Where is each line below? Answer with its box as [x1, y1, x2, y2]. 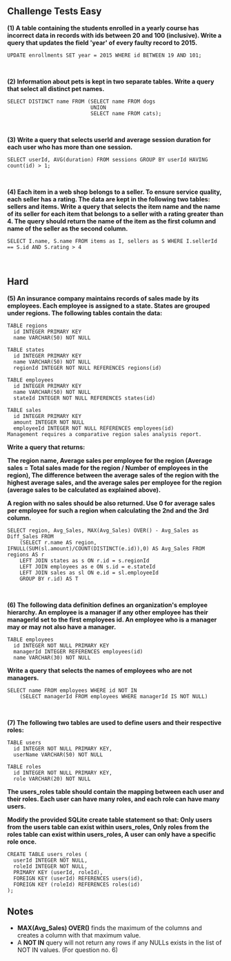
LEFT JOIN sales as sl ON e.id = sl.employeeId [19, 569, 159, 576]
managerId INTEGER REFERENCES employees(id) [13, 648, 143, 655]
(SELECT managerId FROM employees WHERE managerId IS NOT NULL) [19, 693, 208, 700]
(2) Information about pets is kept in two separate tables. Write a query [7, 77, 214, 86]
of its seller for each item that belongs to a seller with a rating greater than [7, 210, 224, 218]
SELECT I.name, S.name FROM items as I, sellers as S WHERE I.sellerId [7, 237, 217, 244]
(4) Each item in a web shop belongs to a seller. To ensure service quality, [7, 188, 222, 196]
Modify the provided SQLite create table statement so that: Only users [7, 815, 212, 824]
